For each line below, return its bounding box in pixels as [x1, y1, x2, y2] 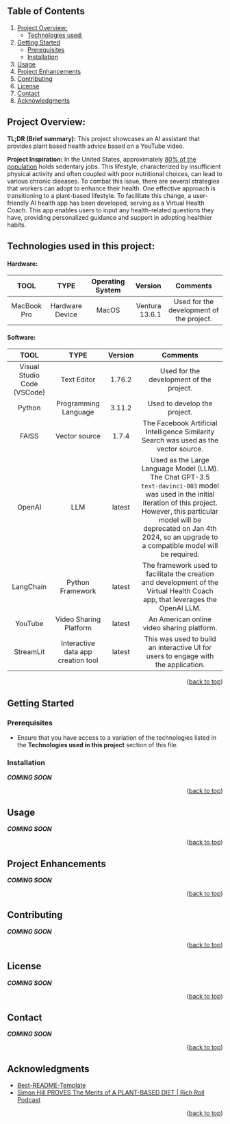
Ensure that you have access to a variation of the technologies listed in [16, 734, 217, 742]
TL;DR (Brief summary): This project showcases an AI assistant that [7, 134, 200, 142]
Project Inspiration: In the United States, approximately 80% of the [7, 155, 196, 163]
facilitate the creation [146, 569, 214, 579]
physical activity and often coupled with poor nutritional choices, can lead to [7, 169, 222, 177]
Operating [91, 277, 125, 286]
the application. [155, 660, 205, 670]
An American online [148, 614, 212, 624]
